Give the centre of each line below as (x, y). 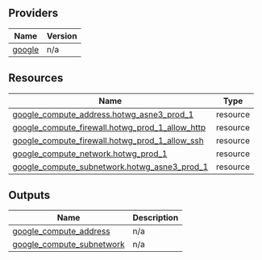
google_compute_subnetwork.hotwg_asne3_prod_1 (110, 167)
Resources (36, 78)
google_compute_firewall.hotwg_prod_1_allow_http (109, 127)
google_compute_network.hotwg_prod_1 (90, 154)
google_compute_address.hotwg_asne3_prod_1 (103, 114)
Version (62, 35)
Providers (33, 13)
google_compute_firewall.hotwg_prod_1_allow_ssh (108, 140)
